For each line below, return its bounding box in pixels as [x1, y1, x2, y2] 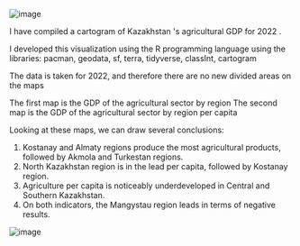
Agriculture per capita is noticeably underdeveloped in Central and [22, 180, 270, 191]
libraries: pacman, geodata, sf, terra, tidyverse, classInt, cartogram [9, 53, 257, 63]
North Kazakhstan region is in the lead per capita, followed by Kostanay [22, 161, 288, 171]
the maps [9, 80, 45, 90]
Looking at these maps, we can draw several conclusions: [9, 124, 224, 135]
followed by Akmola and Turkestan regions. [22, 151, 184, 162]
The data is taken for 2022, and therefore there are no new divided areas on [9, 70, 292, 81]
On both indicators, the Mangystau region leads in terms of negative [22, 199, 277, 210]
